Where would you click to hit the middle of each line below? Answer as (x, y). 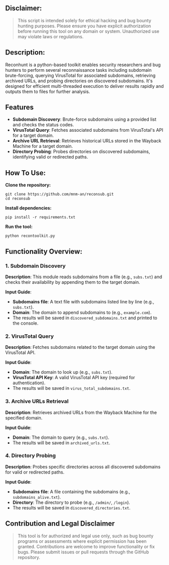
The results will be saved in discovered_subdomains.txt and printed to (85, 318)
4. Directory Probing (31, 455)
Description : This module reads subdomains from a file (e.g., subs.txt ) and (84, 277)
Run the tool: (19, 227)
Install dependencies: (29, 208)
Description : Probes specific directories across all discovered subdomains (83, 467)
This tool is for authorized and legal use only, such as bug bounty (86, 536)
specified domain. (24, 418)
